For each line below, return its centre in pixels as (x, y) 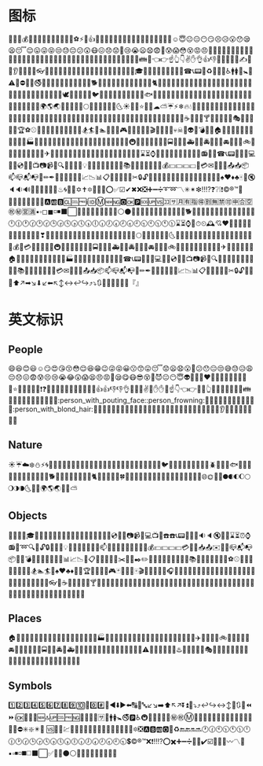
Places (25, 618)
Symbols (30, 685)
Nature (26, 445)
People (26, 350)
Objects (28, 516)
